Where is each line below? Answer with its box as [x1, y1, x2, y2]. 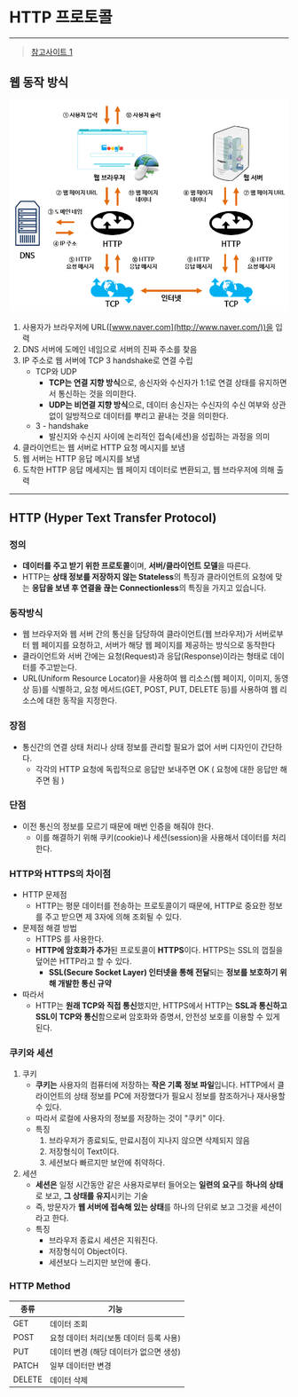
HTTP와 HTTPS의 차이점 [9, 867, 112, 880]
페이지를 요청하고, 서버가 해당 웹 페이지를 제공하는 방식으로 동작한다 [41, 640, 276, 651]
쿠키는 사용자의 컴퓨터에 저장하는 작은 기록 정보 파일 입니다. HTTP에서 [35, 1079, 276, 1091]
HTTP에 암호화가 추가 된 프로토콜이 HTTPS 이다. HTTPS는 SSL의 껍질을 [35, 945, 284, 956]
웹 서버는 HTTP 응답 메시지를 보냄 [21, 454, 140, 464]
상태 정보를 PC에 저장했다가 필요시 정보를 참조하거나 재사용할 [73, 1091, 286, 1101]
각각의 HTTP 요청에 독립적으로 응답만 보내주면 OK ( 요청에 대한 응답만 [35, 763, 278, 774]
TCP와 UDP [35, 367, 77, 377]
